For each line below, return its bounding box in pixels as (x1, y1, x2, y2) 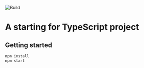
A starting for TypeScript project (5, 22, 140, 33)
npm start (5, 58, 25, 63)
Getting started (5, 41, 53, 49)
